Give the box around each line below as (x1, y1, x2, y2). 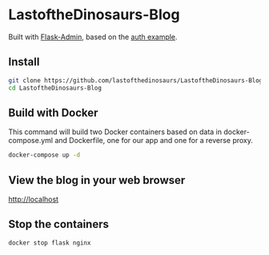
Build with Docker (8, 106, 98, 119)
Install (8, 55, 40, 69)
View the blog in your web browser (8, 173, 186, 187)
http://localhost (8, 194, 58, 204)
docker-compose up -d (8, 151, 81, 159)
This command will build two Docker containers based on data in (8, 127, 223, 137)
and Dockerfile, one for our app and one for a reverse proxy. (54, 136, 254, 145)
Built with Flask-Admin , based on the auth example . (8, 32, 178, 42)
